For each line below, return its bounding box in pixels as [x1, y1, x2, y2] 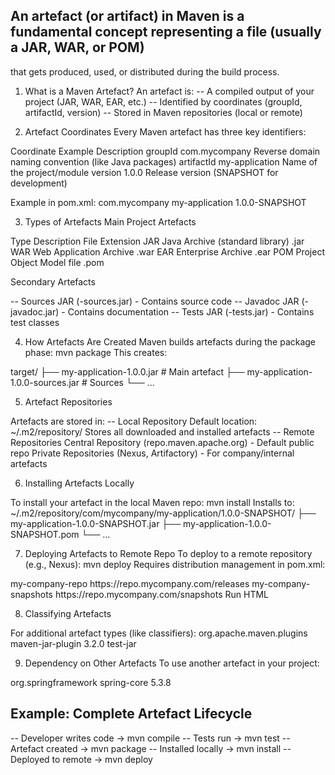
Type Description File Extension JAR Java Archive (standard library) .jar [10, 235, 305, 247]
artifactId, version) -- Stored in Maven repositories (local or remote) [24, 106, 303, 118]
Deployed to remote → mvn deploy [10, 753, 153, 765]
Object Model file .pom [10, 256, 105, 268]
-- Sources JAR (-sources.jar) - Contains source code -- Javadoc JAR [10, 295, 300, 307]
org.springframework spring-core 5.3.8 [10, 676, 172, 688]
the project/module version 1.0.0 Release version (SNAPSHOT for [10, 166, 279, 178]
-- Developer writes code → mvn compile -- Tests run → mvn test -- [10, 732, 291, 744]
